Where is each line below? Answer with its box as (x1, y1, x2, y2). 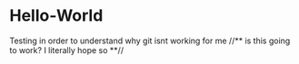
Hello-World (9, 5, 104, 26)
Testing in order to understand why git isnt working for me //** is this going (9, 35, 291, 46)
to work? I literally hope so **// (9, 44, 125, 55)
